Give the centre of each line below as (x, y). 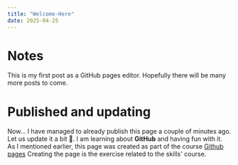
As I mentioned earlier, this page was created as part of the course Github (115, 147)
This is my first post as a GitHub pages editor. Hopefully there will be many (117, 75)
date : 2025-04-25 (33, 21)
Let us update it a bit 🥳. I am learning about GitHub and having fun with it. (115, 139)
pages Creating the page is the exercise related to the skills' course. (107, 154)
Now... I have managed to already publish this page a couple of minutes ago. (119, 132)
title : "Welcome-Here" (41, 14)
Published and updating (79, 112)
